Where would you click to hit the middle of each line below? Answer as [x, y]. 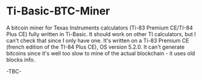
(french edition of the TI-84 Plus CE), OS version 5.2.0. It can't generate [96, 47]
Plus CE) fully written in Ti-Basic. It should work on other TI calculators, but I [101, 34]
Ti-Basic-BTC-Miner [58, 11]
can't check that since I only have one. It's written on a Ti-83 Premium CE [98, 40]
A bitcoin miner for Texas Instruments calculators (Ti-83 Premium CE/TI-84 [99, 28]
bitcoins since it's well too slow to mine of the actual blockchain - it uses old [101, 53]
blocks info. [21, 60]
